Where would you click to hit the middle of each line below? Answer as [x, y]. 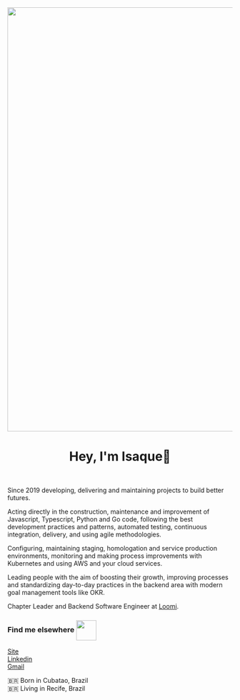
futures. [19, 497]
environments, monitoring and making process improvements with [105, 556]
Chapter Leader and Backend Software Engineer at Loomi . [93, 606]
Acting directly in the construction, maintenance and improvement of [109, 511]
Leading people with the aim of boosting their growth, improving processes [118, 577]
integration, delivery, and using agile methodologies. [85, 534]
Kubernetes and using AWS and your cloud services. [85, 563]
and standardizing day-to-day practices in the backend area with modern [115, 584]
